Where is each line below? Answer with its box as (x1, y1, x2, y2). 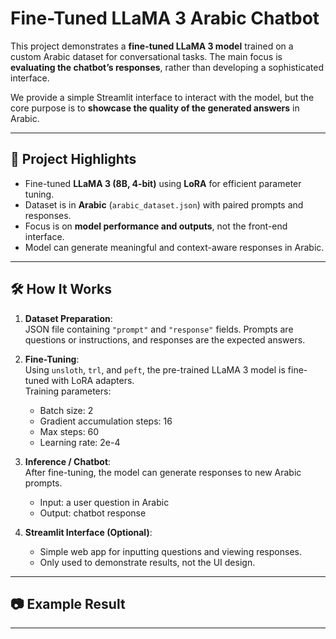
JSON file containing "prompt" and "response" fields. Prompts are (24, 323, 294, 335)
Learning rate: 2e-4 (39, 436, 121, 448)
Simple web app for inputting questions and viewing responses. (39, 545, 302, 557)
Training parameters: (24, 385, 112, 397)
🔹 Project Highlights (10, 151, 137, 168)
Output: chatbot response (39, 507, 147, 519)
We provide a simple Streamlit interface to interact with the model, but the (10, 91, 315, 103)
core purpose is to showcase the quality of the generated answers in (10, 102, 300, 114)
